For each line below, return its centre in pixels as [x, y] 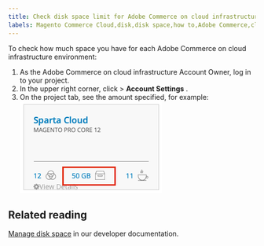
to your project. [44, 80]
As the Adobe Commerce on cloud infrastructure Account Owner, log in [135, 72]
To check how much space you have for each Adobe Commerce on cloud [127, 48]
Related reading [48, 215]
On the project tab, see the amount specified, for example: [114, 97]
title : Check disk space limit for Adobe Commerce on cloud [109, 17]
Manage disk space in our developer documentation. [93, 234]
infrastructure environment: [52, 57]
